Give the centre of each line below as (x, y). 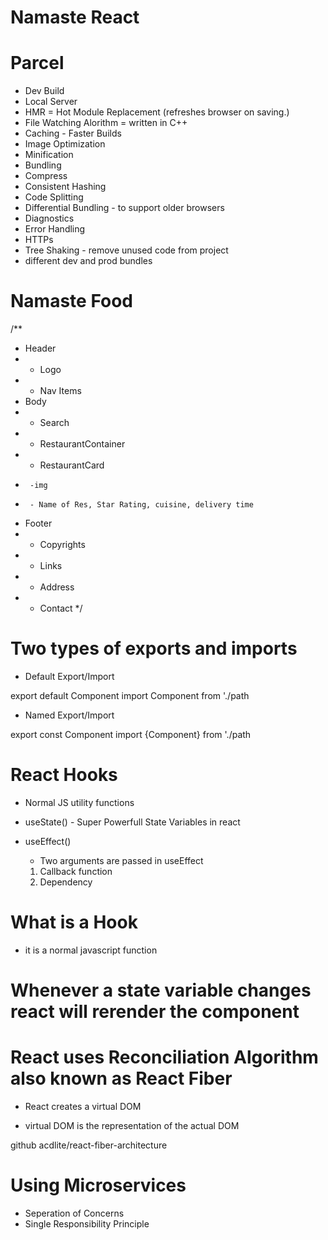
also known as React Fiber (121, 1078)
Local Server (51, 102)
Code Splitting (54, 197)
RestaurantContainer (82, 444)
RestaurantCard (72, 465)
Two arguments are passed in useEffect (121, 860)
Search (54, 423)
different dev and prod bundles (88, 261)
